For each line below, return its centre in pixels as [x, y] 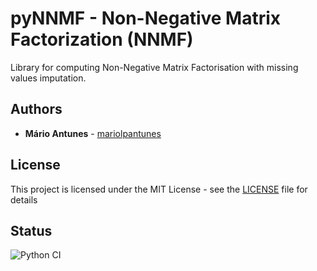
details [24, 199]
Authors [36, 109]
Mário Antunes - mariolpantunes [93, 133]
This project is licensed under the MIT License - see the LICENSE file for [159, 189]
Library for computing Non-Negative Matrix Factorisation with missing [154, 67]
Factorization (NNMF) [102, 39]
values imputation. [48, 78]
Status [31, 230]
